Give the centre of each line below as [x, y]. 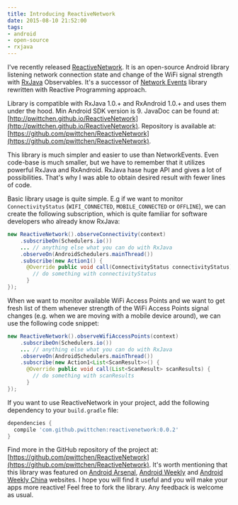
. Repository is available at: [177, 126]
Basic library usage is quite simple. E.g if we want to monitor [95, 199]
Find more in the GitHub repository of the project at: [83, 450]
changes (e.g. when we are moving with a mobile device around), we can [114, 316]
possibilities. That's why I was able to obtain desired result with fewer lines [116, 177]
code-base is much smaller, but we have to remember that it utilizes [106, 162]
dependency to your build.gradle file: [63, 410]
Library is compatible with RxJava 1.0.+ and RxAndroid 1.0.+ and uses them [117, 103]
